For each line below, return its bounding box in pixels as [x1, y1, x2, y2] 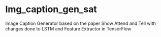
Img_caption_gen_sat [5, 4, 98, 15]
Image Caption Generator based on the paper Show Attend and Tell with [5, 20, 156, 26]
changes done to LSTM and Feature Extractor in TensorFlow [5, 25, 132, 31]
